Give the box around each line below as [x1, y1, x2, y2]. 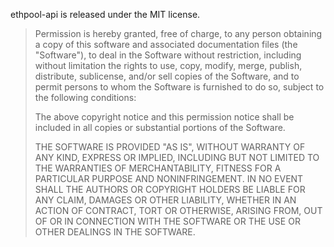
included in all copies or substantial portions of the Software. [34, 122, 286, 133]
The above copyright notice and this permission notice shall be [34, 111, 295, 123]
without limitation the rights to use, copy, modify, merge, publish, [34, 60, 303, 71]
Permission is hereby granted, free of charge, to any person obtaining [34, 28, 323, 39]
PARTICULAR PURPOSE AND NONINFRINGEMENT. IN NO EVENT [34, 173, 304, 184]
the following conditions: [34, 92, 137, 103]
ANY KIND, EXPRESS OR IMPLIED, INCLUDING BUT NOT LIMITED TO [34, 152, 320, 163]
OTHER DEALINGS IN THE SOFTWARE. [34, 226, 196, 238]
